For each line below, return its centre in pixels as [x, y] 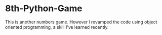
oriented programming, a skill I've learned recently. [57, 27]
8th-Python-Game [44, 9]
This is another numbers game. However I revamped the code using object [81, 22]
